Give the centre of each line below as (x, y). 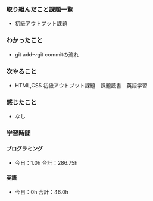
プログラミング (24, 148)
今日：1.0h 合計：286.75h (46, 163)
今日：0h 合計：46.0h (41, 192)
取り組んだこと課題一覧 (40, 9)
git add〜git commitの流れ (47, 54)
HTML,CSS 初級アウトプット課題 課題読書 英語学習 (81, 85)
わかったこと (25, 40)
